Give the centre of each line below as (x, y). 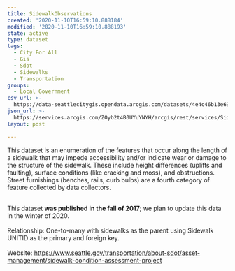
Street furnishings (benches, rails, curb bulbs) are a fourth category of (108, 180)
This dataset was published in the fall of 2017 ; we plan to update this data (114, 208)
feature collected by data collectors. (59, 187)
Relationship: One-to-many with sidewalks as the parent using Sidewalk (111, 230)
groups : (19, 85)
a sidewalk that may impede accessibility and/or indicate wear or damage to (117, 157)
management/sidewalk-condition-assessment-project (85, 260)
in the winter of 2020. (38, 215)
